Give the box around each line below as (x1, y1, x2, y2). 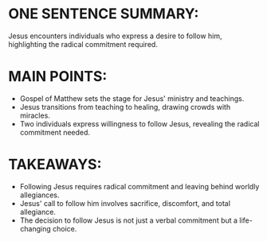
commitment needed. (19, 127, 90, 137)
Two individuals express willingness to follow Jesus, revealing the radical (19, 119, 260, 128)
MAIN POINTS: (8, 68, 108, 86)
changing (19, 224, 52, 233)
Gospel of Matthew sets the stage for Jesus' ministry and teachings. (19, 93, 245, 103)
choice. (52, 224, 77, 233)
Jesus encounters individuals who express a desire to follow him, (8, 31, 222, 41)
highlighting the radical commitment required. (8, 39, 158, 49)
